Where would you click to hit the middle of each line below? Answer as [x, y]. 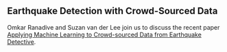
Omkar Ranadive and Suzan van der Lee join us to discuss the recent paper [113, 27]
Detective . [22, 42]
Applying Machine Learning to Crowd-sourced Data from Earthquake [105, 34]
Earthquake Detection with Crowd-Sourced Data [112, 11]
